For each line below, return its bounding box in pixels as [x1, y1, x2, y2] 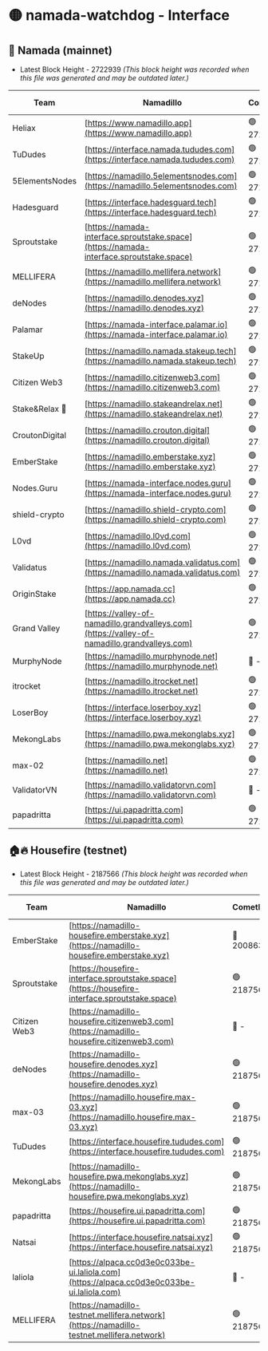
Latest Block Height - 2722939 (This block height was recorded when [19, 65, 250, 74]
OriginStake [12, 588, 57, 599]
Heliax [12, 122, 36, 133]
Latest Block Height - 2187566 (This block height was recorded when [19, 869, 248, 879]
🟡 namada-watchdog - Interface [8, 6, 230, 25]
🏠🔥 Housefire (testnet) [8, 843, 128, 858]
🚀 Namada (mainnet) [8, 43, 113, 57]
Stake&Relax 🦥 [12, 403, 67, 414]
